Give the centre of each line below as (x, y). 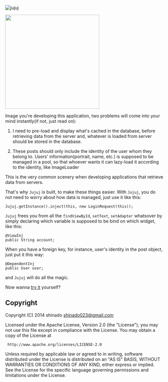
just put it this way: (25, 255)
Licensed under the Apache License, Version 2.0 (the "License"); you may (82, 325)
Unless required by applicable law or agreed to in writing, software (74, 354)
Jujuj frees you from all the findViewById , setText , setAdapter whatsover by (84, 216)
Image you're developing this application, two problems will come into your (83, 116)
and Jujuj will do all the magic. (37, 277)
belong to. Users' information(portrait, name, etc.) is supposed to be (83, 156)
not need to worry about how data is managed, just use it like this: (73, 197)
